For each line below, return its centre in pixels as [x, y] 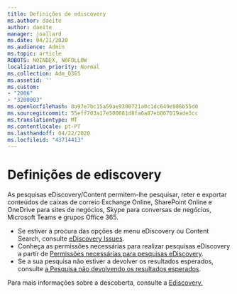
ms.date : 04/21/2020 [38, 41]
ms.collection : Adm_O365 [44, 73]
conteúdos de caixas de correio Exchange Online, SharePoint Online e [110, 202]
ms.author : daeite [34, 21]
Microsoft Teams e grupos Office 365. [63, 217]
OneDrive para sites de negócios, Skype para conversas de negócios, [109, 210]
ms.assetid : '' [30, 80]
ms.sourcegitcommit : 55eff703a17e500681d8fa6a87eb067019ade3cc [103, 113]
